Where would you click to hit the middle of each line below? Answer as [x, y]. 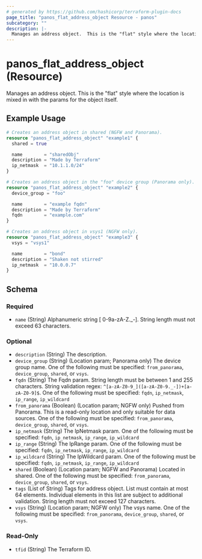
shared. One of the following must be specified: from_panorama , [93, 476]
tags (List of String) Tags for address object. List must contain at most [102, 489]
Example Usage [36, 119]
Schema [22, 289]
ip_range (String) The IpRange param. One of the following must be [98, 444]
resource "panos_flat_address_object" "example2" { [72, 188]
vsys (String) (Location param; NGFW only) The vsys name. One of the [102, 508]
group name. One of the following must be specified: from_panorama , [99, 367]
